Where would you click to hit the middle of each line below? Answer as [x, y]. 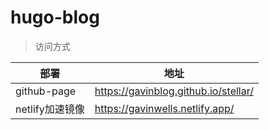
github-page [46, 91]
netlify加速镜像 [50, 109]
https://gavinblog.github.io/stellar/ [174, 91]
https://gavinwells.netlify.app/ [164, 108]
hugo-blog [55, 17]
